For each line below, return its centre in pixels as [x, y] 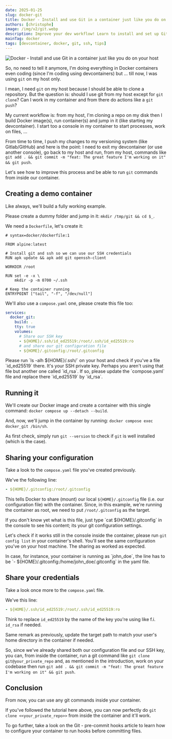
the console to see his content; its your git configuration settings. [74, 525]
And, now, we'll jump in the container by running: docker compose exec [79, 421]
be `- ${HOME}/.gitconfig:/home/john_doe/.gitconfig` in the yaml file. [78, 562]
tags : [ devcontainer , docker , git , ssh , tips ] [56, 44]
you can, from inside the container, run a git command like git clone [78, 655]
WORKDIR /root [20, 267]
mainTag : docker [23, 39]
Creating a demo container [49, 194]
